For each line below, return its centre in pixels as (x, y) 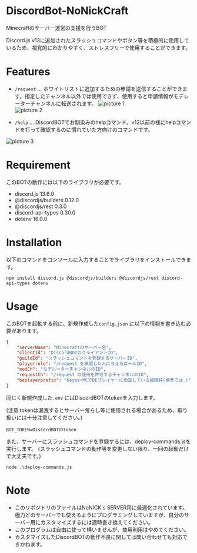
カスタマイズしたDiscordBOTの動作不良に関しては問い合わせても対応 (98, 537)
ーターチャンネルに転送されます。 (56, 103)
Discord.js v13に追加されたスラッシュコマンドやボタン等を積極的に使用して (98, 40)
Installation (34, 243)
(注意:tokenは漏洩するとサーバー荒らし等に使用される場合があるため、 (92, 410)
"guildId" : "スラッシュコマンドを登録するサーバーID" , (77, 358)
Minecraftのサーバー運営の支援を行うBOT (56, 28)
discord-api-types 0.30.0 (45, 212)
